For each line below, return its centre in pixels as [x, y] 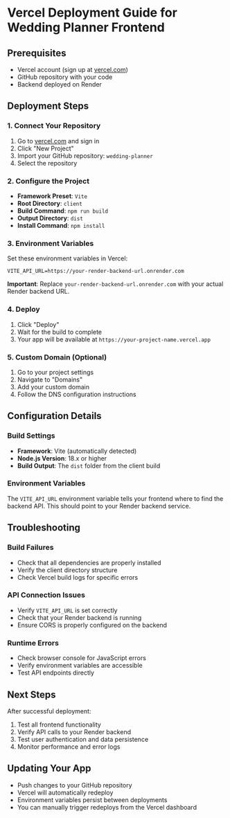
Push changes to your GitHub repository [75, 785]
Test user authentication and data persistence [83, 739]
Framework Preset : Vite [52, 196]
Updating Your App [49, 768]
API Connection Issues [46, 595]
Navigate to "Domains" [50, 380]
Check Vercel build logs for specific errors [78, 577]
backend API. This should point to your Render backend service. [99, 506]
